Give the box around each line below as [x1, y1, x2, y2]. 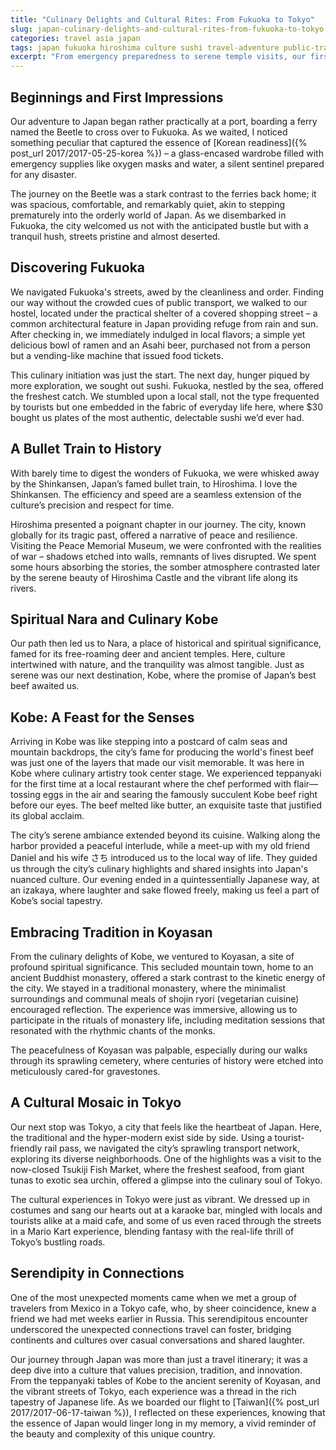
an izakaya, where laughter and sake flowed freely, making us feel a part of [10, 884, 320, 896]
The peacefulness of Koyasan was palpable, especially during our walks [10, 1044, 308, 1056]
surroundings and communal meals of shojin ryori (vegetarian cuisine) [10, 993, 300, 1005]
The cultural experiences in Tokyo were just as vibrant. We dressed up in [10, 1193, 311, 1205]
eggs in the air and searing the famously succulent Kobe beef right [42, 789, 318, 801]
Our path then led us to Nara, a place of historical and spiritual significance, [10, 637, 322, 650]
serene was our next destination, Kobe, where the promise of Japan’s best [10, 669, 317, 681]
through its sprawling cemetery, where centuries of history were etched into [10, 1055, 324, 1066]
